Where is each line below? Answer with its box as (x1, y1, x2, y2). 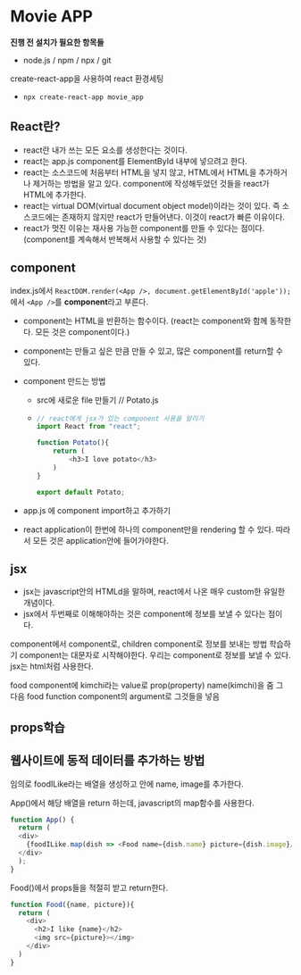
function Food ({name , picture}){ (10, 900, 135, 909)
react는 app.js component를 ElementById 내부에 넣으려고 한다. (22, 155, 248, 166)
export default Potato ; (36, 487, 126, 496)
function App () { (10, 815, 75, 824)
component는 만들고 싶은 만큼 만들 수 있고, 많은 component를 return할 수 (22, 346, 284, 356)
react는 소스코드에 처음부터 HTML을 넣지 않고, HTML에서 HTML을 (22, 167, 257, 178)
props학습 (10, 720, 65, 735)
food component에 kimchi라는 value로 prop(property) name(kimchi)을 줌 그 (10, 680, 284, 691)
